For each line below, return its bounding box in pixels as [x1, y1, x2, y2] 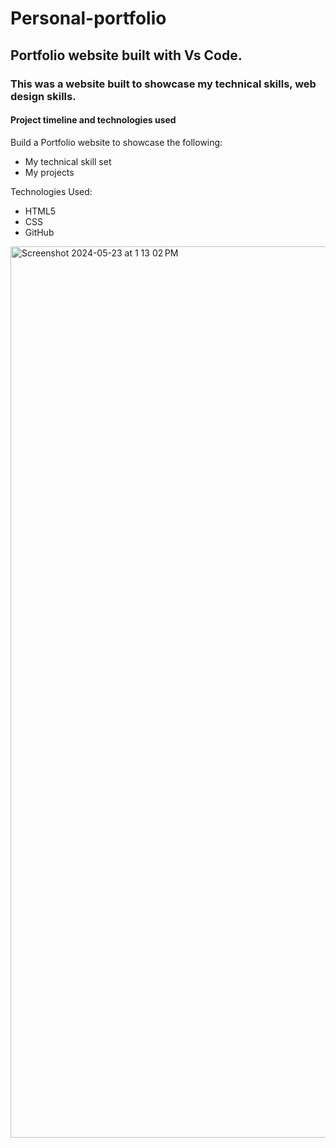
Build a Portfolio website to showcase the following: [10, 136, 223, 148]
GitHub [24, 226, 55, 238]
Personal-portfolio [10, 7, 167, 30]
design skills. [10, 89, 77, 103]
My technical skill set [24, 155, 112, 167]
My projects [24, 166, 75, 178]
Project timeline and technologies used [10, 114, 177, 126]
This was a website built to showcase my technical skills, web [10, 77, 317, 91]
